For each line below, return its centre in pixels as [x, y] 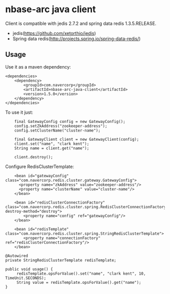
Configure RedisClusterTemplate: [40, 167]
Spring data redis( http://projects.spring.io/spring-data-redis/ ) [76, 39]
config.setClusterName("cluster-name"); [57, 130]
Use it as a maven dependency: [38, 67]
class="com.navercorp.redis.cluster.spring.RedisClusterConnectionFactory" [87, 207]
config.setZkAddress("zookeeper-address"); [61, 126]
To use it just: [19, 112]
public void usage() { [29, 269]
